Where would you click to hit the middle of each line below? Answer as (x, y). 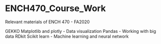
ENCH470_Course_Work (55, 8)
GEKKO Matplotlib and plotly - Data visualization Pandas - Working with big (80, 31)
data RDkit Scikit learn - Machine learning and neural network (67, 36)
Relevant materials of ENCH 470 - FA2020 (48, 22)
